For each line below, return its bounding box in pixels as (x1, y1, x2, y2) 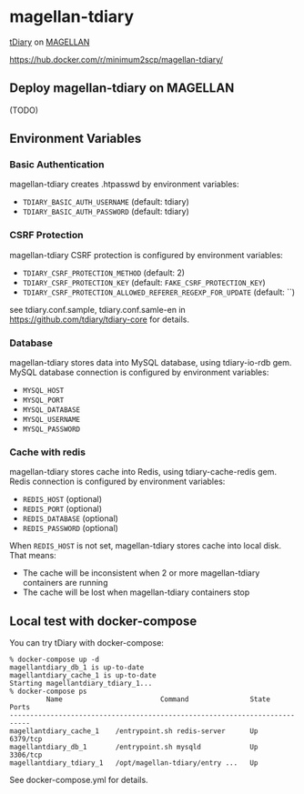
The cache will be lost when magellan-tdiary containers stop (22, 587, 250, 598)
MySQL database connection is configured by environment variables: (9, 367, 269, 378)
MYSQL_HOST (22, 387, 65, 396)
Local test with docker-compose (9, 613, 198, 628)
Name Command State (46, 695, 271, 704)
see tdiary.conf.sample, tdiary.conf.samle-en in (9, 304, 187, 315)
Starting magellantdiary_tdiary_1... (9, 679, 153, 688)
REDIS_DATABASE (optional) (22, 513, 118, 524)
